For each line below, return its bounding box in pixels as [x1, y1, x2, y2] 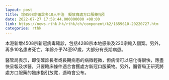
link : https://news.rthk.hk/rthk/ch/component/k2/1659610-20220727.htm [5, 21, 158, 26]
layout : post [5, 7, 33, 12]
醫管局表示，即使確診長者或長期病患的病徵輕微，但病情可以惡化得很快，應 [5, 57, 159, 63]
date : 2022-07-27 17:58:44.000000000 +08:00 [5, 16, 100, 21]
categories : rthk [5, 26, 42, 31]
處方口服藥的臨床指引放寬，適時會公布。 [5, 69, 89, 75]
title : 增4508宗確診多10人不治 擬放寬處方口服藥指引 [5, 12, 106, 17]
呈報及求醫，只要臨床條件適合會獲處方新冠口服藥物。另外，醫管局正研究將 [9, 63, 164, 69]
